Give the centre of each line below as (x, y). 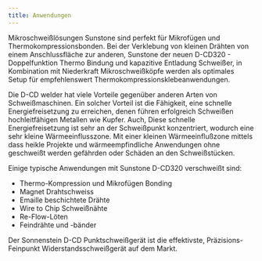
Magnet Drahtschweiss (57, 191)
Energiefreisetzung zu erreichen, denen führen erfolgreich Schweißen (121, 111)
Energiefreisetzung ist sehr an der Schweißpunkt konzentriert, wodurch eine (131, 128)
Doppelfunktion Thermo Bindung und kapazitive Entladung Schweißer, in (125, 63)
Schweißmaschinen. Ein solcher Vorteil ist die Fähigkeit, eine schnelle (120, 103)
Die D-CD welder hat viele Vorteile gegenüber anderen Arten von (113, 94)
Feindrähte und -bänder (58, 225)
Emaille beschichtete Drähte (65, 200)
